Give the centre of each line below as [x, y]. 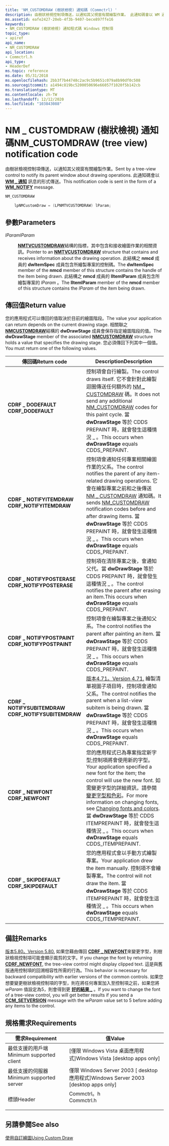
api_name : [16, 43]
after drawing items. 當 [113, 516]
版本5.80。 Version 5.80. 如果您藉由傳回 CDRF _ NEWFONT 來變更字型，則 [82, 951]
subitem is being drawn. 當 [118, 708]
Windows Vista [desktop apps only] [118, 1059]
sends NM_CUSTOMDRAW [118, 502]
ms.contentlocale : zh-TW [31, 95]
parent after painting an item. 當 [123, 634]
